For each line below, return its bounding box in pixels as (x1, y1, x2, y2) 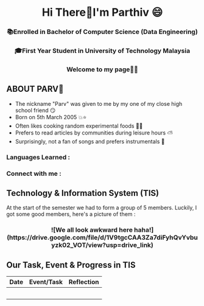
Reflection (68, 278, 99, 287)
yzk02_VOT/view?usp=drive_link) (51, 241, 153, 249)
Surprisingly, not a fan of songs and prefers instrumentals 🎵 (15, 137, 165, 145)
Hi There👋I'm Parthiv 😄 (41, 5, 163, 19)
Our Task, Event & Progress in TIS (6, 260, 136, 270)
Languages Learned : (6, 153, 71, 161)
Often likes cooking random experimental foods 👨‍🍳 (15, 122, 143, 130)
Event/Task (29, 278, 63, 287)
